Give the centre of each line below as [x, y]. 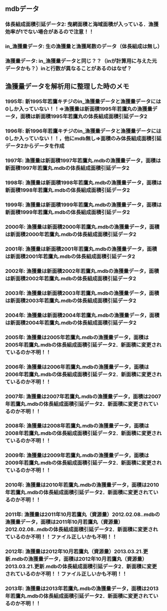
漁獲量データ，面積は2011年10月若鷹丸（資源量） [64, 522]
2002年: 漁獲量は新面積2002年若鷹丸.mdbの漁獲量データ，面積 [82, 271]
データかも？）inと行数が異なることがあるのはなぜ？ [69, 69]
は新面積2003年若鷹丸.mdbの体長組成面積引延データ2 [71, 300]
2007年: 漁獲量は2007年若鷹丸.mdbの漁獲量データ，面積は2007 [83, 396]
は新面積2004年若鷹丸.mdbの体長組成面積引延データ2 [71, 323]
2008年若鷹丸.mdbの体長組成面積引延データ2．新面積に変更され [83, 433]
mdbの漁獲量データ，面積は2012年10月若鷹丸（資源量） [80, 559]
